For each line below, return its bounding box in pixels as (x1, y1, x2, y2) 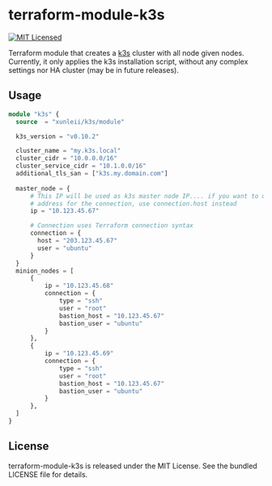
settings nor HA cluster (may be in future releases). (8, 65, 180, 74)
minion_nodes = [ (15, 267, 74, 275)
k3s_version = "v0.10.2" (15, 132, 100, 141)
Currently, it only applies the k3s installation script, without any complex (8, 57, 249, 66)
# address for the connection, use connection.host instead (29, 200, 237, 208)
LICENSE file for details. (8, 469, 88, 479)
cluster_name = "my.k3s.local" (15, 147, 121, 155)
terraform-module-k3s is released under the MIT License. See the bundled (8, 461, 257, 471)
